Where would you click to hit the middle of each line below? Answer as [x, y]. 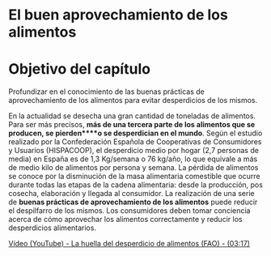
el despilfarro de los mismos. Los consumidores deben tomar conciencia [129, 211]
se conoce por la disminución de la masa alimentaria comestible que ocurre [134, 177]
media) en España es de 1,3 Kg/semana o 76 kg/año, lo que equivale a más [133, 159]
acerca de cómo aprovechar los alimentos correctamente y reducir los [125, 220]
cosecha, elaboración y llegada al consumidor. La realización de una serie [131, 194]
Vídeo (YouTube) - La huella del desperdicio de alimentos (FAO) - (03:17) [129, 244]
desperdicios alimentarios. [53, 228]
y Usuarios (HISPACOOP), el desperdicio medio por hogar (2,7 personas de [133, 151]
